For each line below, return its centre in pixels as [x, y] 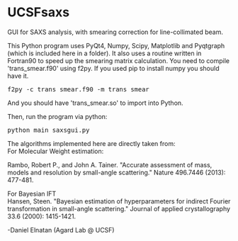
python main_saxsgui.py [49, 130]
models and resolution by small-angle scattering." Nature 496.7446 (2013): [117, 172]
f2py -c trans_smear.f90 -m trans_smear [79, 89]
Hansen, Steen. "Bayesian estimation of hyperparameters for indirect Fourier [119, 201]
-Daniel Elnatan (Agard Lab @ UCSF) [61, 230]
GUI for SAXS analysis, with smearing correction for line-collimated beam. [115, 32]
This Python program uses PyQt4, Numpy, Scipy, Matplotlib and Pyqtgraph [116, 45]
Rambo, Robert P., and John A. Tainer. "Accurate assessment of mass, [110, 164]
